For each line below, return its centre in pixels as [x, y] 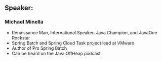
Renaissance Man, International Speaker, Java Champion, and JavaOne [84, 32]
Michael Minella [24, 22]
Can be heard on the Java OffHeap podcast [56, 53]
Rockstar [21, 38]
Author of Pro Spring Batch [39, 48]
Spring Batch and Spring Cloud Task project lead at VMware [73, 43]
